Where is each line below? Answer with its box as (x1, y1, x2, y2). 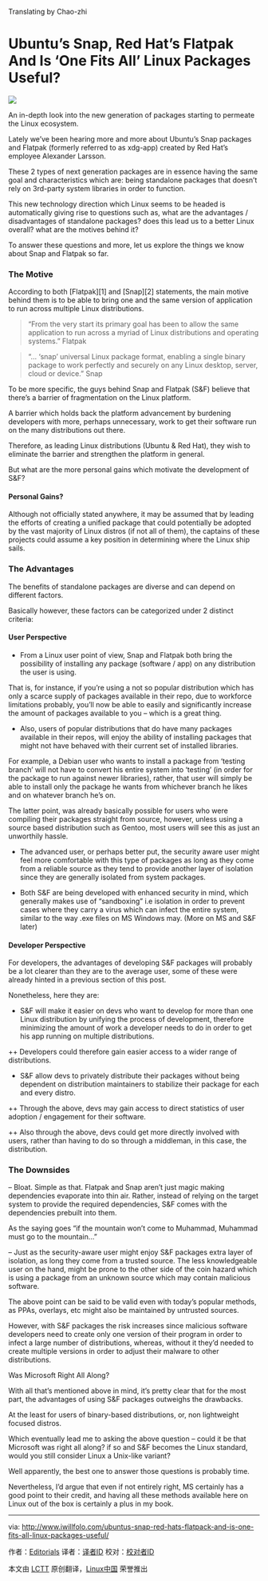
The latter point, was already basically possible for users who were (8, 806, 229, 815)
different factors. (8, 590, 64, 599)
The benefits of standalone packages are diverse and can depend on (8, 582, 235, 591)
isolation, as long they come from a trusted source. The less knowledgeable (8, 1256, 258, 1266)
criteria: (8, 614, 34, 623)
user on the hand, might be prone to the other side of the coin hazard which (8, 1264, 258, 1275)
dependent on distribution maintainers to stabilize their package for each (19, 1079, 259, 1089)
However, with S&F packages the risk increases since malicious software (8, 1321, 248, 1331)
